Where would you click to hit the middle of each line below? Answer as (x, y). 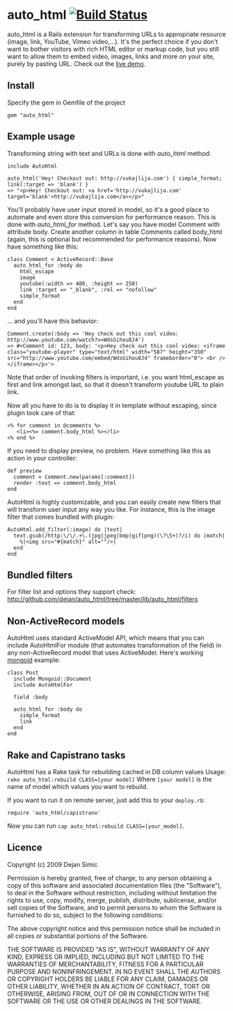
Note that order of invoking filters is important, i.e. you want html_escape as (116, 377)
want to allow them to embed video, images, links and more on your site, (111, 56)
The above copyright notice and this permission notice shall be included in (114, 928)
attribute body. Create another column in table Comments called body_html (115, 232)
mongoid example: (34, 660)
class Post (23, 673)
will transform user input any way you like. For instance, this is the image (111, 509)
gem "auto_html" (31, 115)
